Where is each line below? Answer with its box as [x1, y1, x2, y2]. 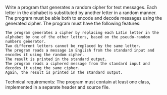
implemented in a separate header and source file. [5, 84, 110, 90]
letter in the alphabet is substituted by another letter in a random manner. [5, 10, 157, 16]
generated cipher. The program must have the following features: [5, 20, 141, 26]
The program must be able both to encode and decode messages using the [5, 15, 162, 21]
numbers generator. [5, 39, 46, 44]
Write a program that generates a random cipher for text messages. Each [5, 5, 157, 10]
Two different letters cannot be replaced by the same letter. [5, 43, 141, 49]
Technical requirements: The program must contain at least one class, [5, 79, 150, 85]
